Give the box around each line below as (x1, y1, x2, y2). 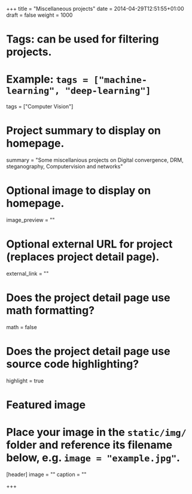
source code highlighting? (6, 357, 139, 371)
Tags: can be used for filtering (6, 32, 159, 46)
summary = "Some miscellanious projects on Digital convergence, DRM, (6, 156, 184, 164)
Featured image (6, 398, 86, 411)
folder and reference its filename (6, 438, 172, 452)
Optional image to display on (6, 184, 151, 197)
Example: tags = (6, 73, 89, 86)
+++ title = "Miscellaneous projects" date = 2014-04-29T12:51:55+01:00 (6, 5, 184, 12)
